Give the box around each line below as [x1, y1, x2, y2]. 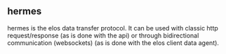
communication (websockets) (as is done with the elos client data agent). [7, 38, 220, 47]
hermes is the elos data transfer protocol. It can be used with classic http [7, 24, 219, 32]
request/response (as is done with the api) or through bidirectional [7, 31, 199, 39]
